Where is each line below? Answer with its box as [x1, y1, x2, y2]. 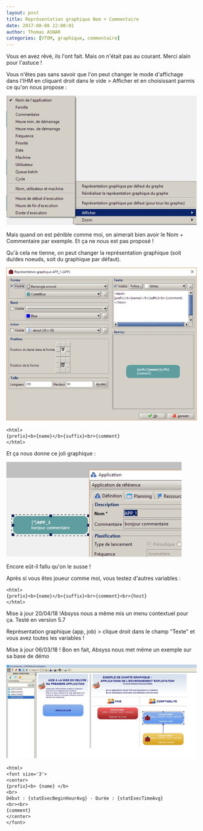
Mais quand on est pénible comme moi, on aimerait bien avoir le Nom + [6, 231, 184, 238]
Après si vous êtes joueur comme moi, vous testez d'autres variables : [6, 575, 181, 582]
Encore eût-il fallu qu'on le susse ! [6, 562, 91, 570]
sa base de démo [6, 652, 50, 659]
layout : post [6, 10, 39, 16]
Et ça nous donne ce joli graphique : [6, 449, 96, 457]
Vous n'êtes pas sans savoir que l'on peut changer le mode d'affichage [6, 71, 184, 78]
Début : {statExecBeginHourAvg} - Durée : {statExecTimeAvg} [6, 795, 164, 801]
